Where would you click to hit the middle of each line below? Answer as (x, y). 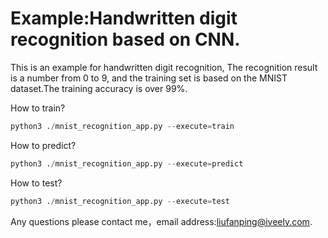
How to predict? (43, 145)
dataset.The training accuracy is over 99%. (99, 88)
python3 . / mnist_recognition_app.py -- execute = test (120, 201)
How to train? (38, 108)
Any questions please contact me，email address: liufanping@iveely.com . (161, 221)
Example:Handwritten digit (124, 18)
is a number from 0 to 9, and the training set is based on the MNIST (149, 78)
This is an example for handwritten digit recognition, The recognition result (164, 67)
